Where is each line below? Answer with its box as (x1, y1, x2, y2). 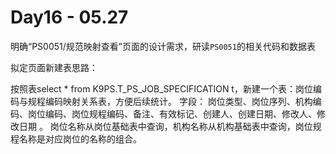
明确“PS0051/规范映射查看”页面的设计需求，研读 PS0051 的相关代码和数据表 (10, 40, 316, 52)
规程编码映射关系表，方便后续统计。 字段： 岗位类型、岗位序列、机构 (27, 95, 313, 107)
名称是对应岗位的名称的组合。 (18, 132, 142, 145)
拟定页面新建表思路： (10, 61, 98, 73)
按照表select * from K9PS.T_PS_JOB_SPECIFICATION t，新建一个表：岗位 (10, 82, 313, 95)
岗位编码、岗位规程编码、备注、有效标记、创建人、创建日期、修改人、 (27, 107, 317, 120)
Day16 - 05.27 (10, 6, 129, 29)
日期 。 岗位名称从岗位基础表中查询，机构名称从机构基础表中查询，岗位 (18, 120, 313, 132)
